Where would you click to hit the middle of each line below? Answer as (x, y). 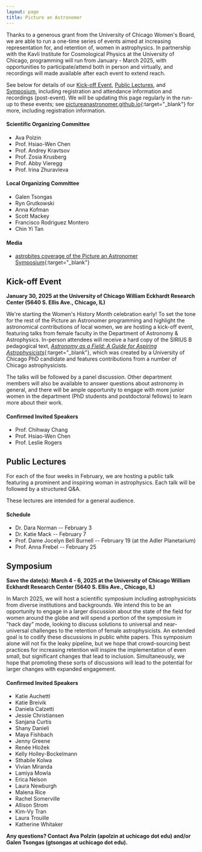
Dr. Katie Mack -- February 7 (50, 534)
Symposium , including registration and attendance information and (89, 91)
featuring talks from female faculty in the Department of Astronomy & (92, 333)
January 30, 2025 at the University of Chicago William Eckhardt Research (101, 295)
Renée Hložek (32, 748)
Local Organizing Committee (43, 183)
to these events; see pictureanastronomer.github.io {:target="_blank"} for (104, 104)
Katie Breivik (30, 702)
